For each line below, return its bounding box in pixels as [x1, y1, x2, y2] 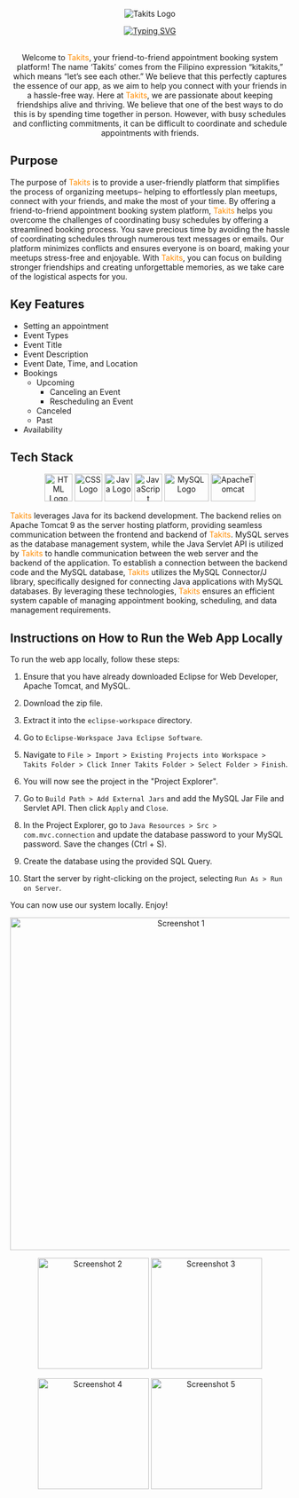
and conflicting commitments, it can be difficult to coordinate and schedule [12, 118, 287, 129]
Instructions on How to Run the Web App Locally [10, 630, 283, 645]
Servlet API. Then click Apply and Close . [22, 803, 169, 814]
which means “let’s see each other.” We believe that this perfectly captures [12, 71, 287, 82]
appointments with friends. [100, 128, 200, 138]
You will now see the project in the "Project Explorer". [22, 777, 218, 787]
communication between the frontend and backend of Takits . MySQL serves [10, 529, 289, 540]
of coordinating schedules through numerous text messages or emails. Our [10, 233, 285, 244]
